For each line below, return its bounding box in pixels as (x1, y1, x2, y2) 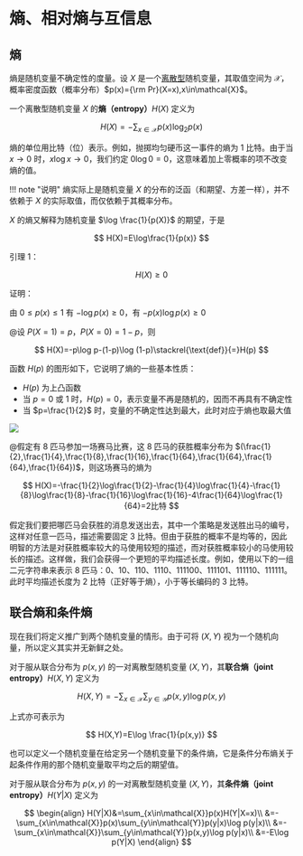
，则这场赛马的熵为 (80, 462, 152, 473)
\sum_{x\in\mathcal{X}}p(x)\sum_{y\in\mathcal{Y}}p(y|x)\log (16, 817, 242, 828)
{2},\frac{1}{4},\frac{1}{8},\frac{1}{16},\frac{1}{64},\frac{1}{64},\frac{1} (9, 451, 272, 462)
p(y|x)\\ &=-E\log (225, 827, 289, 838)
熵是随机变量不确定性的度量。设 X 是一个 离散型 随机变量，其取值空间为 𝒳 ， (9, 73, 289, 83)
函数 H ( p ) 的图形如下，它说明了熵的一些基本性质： (9, 362, 197, 373)
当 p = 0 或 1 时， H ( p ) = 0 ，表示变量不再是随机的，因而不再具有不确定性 (22, 393, 293, 404)
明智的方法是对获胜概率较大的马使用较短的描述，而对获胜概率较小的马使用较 (9, 541, 294, 552)
